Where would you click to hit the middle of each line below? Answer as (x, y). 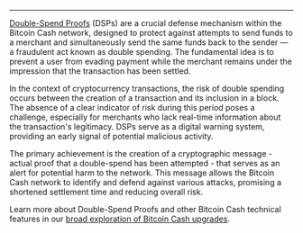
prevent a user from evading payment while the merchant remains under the (151, 61)
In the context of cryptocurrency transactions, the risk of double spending (147, 88)
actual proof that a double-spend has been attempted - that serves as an (145, 163)
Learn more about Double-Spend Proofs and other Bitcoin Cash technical (145, 209)
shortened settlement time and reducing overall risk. (106, 192)
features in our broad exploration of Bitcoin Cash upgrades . (119, 219)
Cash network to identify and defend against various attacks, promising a (146, 182)
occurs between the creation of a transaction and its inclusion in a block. (144, 98)
